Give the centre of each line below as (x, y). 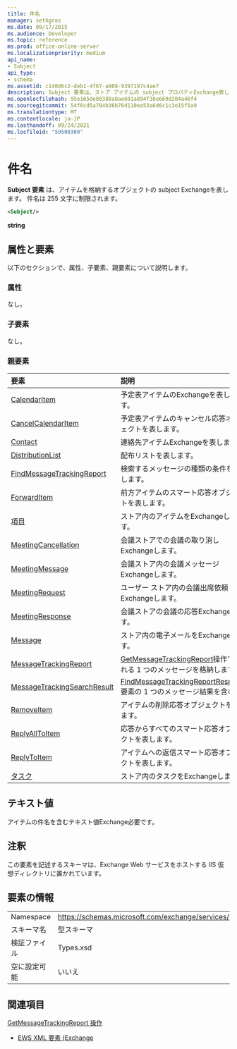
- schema (20, 79)
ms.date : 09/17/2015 (38, 27)
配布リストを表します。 (159, 455)
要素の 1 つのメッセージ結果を (170, 692)
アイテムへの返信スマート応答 (169, 752)
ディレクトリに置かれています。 (59, 873)
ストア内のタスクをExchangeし (172, 776)
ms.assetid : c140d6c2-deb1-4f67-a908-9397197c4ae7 (83, 86)
